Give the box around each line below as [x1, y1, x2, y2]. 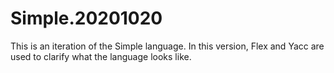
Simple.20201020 [10, 7, 163, 30]
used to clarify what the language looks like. [10, 50, 192, 62]
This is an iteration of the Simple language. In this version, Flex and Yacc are [10, 40, 325, 52]
